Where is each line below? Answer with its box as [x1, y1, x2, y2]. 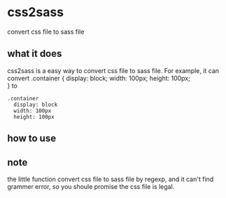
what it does [7, 48, 62, 60]
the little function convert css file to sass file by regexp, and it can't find [7, 175, 214, 183]
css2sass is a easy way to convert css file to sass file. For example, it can [7, 66, 219, 74]
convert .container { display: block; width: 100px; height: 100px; [7, 74, 190, 82]
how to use [7, 133, 57, 145]
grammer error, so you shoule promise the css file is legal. [7, 182, 175, 190]
